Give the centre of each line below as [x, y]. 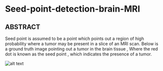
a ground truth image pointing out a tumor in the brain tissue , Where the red [81, 49]
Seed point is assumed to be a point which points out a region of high [75, 38]
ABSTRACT [23, 27]
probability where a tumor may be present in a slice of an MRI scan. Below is [82, 44]
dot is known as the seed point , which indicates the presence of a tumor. [79, 54]
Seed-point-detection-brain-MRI [72, 9]
